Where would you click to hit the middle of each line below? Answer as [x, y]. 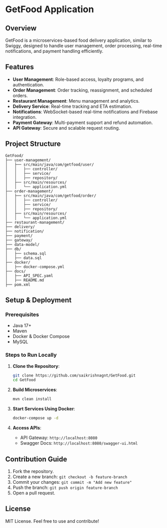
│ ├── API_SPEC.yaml [29, 275]
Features [20, 67]
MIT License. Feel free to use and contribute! [52, 521]
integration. [25, 117]
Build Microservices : [35, 390]
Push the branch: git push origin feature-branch [65, 487]
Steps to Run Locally [31, 355]
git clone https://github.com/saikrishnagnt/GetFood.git [74, 375]
